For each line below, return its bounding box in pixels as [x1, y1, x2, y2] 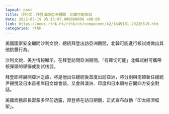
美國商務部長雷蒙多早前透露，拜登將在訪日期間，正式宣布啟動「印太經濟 [5, 97, 155, 103]
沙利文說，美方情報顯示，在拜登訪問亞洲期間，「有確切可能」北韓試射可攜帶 [5, 57, 162, 63]
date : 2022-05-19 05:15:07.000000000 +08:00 [5, 16, 100, 21]
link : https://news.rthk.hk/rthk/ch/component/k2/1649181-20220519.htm [5, 21, 158, 26]
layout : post [5, 7, 33, 12]
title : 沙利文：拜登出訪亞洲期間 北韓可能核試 [5, 12, 93, 17]
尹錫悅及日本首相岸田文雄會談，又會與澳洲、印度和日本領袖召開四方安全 [5, 80, 155, 86]
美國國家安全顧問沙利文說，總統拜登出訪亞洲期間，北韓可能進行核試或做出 [5, 40, 159, 46]
